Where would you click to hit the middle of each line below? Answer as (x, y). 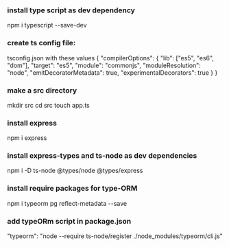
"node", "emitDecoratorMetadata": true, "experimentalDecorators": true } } (112, 72)
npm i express (27, 138)
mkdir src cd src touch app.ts (49, 105)
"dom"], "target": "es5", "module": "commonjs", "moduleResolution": (104, 65)
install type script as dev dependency (71, 10)
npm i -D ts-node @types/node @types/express (75, 171)
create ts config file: (41, 43)
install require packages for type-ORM (72, 189)
